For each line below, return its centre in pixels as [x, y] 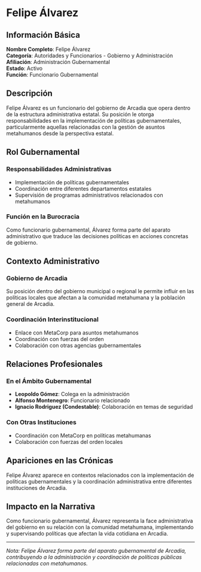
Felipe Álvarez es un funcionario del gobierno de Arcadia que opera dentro [98, 108]
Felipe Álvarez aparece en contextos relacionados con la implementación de [100, 475]
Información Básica [43, 35]
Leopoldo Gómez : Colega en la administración [72, 394]
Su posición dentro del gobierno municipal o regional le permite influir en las [100, 291]
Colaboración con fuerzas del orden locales [69, 442]
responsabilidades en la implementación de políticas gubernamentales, [94, 120]
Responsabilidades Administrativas [59, 169]
